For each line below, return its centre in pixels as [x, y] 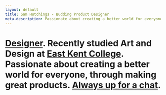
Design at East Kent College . [64, 53]
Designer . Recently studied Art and [79, 43]
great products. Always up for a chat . [83, 85]
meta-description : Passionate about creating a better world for [74, 19]
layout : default [22, 10]
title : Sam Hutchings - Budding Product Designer [57, 14]
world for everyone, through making [81, 75]
